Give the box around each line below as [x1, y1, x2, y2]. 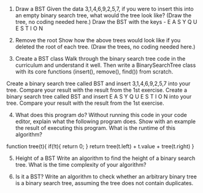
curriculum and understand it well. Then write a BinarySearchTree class [15, 61, 196, 69]
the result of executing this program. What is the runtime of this [15, 124, 176, 131]
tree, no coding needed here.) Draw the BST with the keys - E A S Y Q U [15, 18, 197, 25]
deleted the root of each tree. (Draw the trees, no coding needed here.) [15, 43, 196, 50]
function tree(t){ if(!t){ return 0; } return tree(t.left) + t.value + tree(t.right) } [6, 143, 194, 149]
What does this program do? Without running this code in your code [15, 112, 187, 118]
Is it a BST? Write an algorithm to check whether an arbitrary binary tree [15, 173, 197, 180]
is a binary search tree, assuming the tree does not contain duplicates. [15, 180, 194, 186]
